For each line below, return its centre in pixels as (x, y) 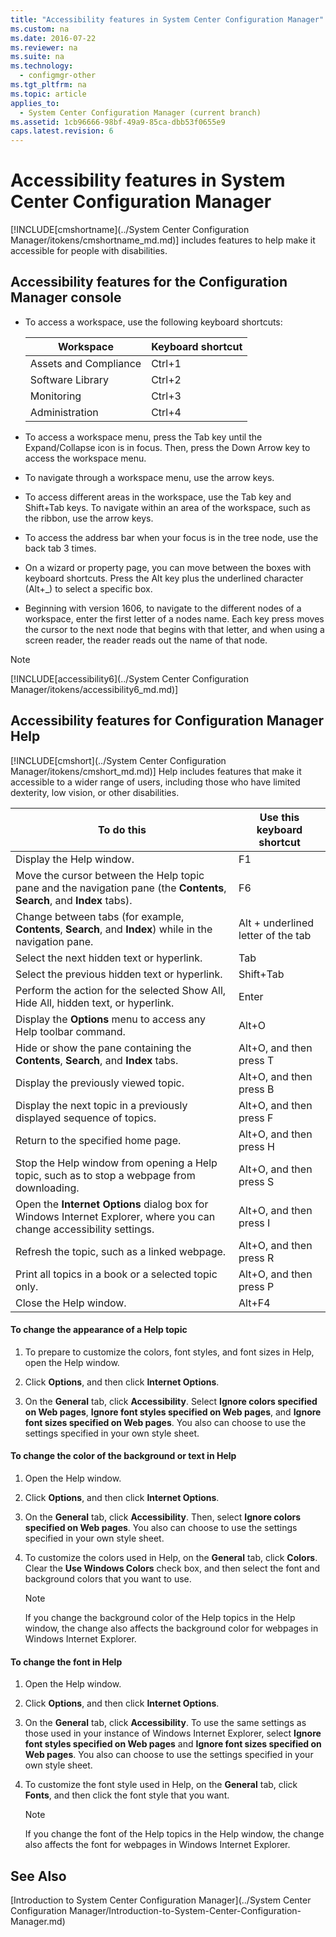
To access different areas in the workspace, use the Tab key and (158, 497)
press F (256, 1118)
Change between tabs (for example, (100, 916)
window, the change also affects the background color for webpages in (171, 1628)
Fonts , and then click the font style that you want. (127, 1795)
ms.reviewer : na (44, 47)
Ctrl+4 (166, 412)
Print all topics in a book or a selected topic (116, 1274)
